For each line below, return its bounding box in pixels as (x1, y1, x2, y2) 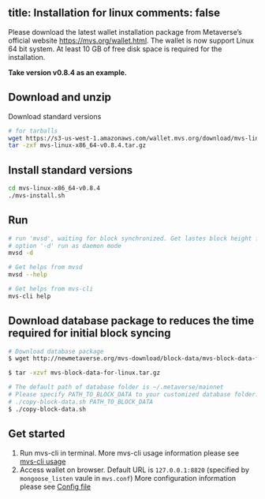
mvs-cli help (8, 292, 51, 300)
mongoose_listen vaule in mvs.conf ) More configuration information (19, 473, 237, 482)
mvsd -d (8, 249, 34, 257)
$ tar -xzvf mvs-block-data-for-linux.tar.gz (8, 369, 160, 377)
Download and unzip (8, 91, 112, 104)
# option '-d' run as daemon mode (8, 242, 122, 249)
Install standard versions (8, 163, 133, 177)
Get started (8, 427, 65, 441)
